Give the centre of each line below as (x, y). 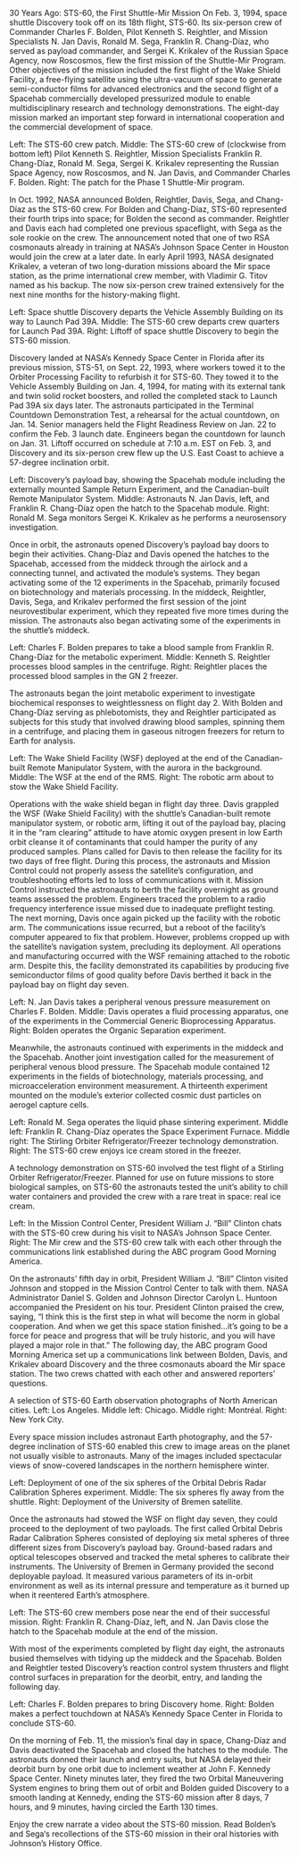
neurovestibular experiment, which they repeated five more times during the (149, 611)
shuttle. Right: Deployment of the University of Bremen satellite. (126, 1501)
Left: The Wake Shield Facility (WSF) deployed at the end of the (126, 758)
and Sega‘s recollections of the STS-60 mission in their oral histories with (144, 1834)
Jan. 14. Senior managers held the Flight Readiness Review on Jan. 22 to (143, 424)
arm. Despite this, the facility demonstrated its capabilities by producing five (149, 966)
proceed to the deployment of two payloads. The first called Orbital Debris (146, 1528)
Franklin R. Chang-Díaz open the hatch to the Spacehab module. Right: (139, 508)
